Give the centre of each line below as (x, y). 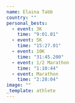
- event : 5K (27, 40)
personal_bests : (27, 23)
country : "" (21, 18)
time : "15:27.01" (39, 46)
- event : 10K (28, 51)
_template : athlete (31, 91)
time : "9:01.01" (38, 35)
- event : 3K (27, 29)
